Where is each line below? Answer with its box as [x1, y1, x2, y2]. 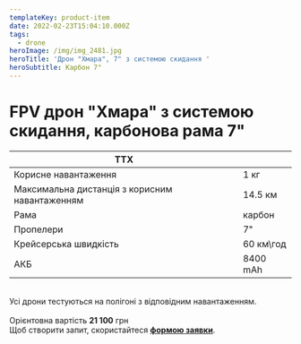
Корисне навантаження [13, 168, 117, 180]
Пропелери [13, 223, 64, 236]
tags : [9, 30, 30, 39]
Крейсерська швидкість [13, 237, 119, 250]
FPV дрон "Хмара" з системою [9, 102, 254, 122]
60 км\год [243, 237, 287, 250]
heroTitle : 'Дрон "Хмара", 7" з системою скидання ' [9, 55, 211, 64]
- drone [17, 38, 47, 47]
